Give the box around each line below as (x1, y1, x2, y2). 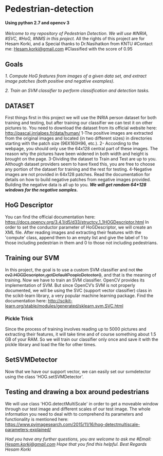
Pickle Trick (5, 315, 34, 322)
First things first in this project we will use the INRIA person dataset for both (5, 115, 157, 121)
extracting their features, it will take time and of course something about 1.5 (5, 331, 157, 337)
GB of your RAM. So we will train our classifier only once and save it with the (5, 336, 159, 342)
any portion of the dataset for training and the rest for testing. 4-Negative (5, 166, 152, 172)
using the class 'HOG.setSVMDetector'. (5, 373, 84, 380)
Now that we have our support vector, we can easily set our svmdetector (5, 368, 151, 374)
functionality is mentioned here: (5, 416, 69, 422)
